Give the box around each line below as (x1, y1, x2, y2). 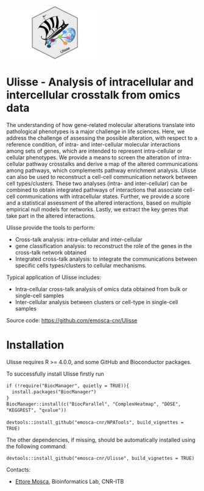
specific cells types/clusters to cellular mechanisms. (15, 261, 147, 269)
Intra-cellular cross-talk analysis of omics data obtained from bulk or (15, 285, 188, 293)
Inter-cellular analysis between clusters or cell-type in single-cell (15, 298, 178, 305)
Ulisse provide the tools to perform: (6, 224, 96, 231)
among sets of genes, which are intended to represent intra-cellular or (6, 147, 183, 155)
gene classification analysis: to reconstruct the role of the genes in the (15, 242, 192, 249)
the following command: (6, 442, 67, 450)
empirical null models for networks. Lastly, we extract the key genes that (6, 205, 189, 213)
